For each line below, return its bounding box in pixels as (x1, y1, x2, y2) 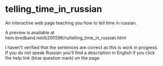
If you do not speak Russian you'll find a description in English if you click (5, 50, 155, 56)
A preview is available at (5, 29, 54, 35)
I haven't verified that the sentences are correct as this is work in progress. (5, 44, 159, 50)
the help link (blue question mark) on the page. (5, 55, 101, 61)
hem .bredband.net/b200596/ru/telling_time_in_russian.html (5, 35, 126, 41)
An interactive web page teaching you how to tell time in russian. (5, 20, 137, 26)
